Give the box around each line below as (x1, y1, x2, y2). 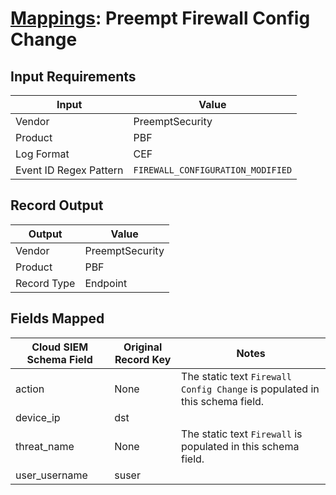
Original (123, 340, 163, 354)
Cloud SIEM (31, 340, 89, 354)
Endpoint (84, 276, 128, 290)
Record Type (15, 276, 76, 290)
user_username (15, 468, 88, 482)
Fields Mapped (10, 310, 105, 327)
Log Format (15, 147, 70, 161)
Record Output (10, 197, 104, 214)
